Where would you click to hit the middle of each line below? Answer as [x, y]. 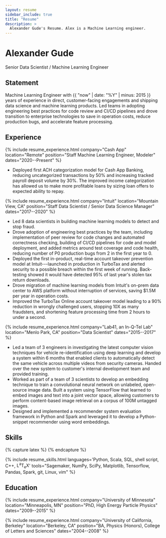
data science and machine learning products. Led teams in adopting [75, 105]
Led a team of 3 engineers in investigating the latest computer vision [83, 347]
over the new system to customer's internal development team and [81, 369]
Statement [22, 83]
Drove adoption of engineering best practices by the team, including [83, 232]
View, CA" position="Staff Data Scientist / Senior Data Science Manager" [80, 206]
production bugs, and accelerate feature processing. [59, 121]
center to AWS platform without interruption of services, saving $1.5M [84, 290]
